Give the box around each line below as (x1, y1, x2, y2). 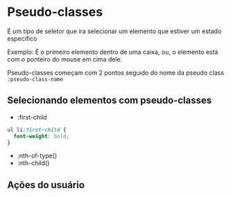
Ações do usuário (7, 179, 85, 191)
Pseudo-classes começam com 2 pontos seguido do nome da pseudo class (7, 68, 224, 77)
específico (7, 34, 37, 42)
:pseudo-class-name (7, 75, 64, 83)
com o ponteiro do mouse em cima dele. (7, 55, 123, 63)
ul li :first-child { (7, 126, 67, 133)
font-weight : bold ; (13, 133, 70, 140)
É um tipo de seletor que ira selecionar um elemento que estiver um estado (7, 27, 222, 35)
